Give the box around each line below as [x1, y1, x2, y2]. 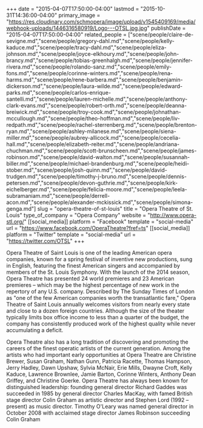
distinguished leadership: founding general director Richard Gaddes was [6, 384, 187, 390]
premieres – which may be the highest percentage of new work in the [6, 282, 180, 288]
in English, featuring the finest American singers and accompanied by [6, 262, 181, 269]
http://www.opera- [150, 212, 197, 219]
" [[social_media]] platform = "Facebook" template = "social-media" [24, 218, 194, 225]
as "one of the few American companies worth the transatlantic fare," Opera [6, 294, 196, 301]
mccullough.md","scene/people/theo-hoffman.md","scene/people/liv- [6, 115, 181, 122]
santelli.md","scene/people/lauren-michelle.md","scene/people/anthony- [6, 95, 188, 103]
